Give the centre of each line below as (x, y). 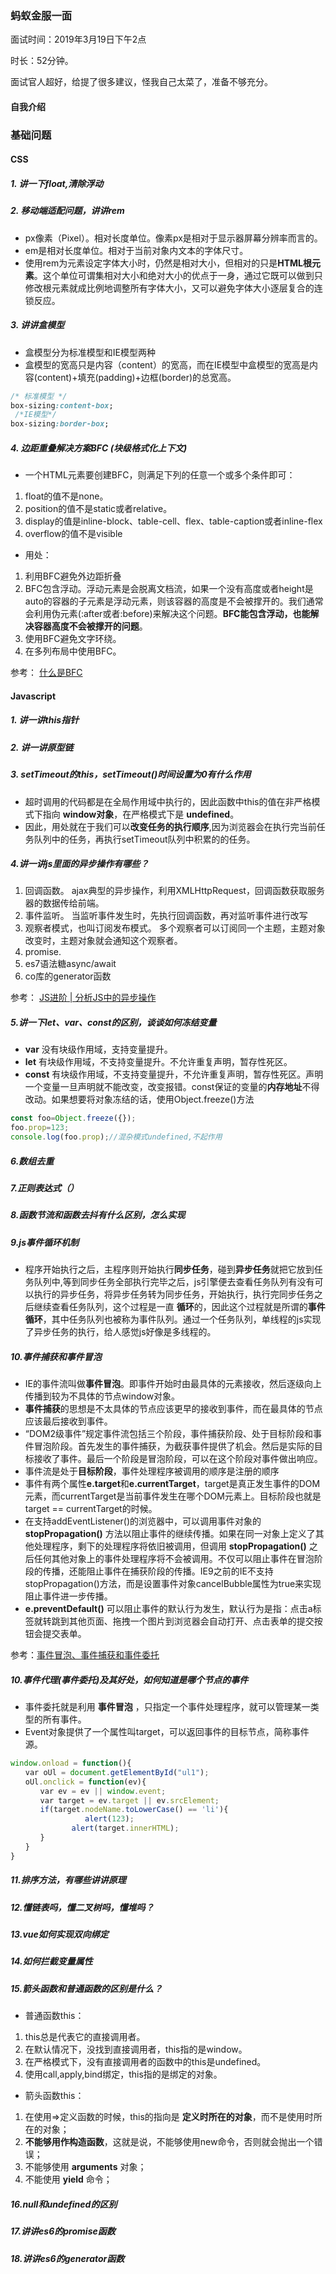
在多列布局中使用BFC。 (73, 651)
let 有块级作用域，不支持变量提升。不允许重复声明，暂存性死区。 (158, 1062)
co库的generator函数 (68, 976)
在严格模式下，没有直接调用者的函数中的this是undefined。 (145, 2062)
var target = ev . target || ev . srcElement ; (129, 1800)
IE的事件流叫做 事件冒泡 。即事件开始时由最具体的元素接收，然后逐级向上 (173, 1384)
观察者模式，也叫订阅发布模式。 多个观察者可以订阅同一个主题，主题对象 (175, 928)
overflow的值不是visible (73, 534)
